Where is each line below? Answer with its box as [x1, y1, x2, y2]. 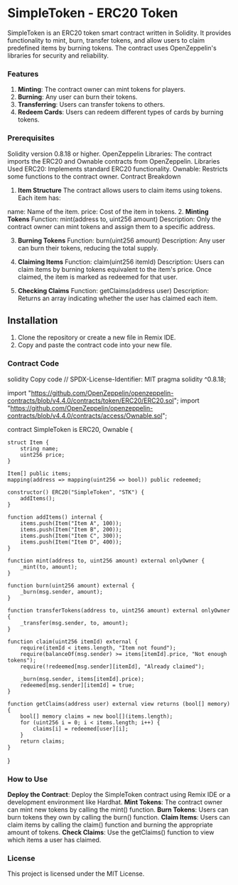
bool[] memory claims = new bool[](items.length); [20, 713, 173, 720]
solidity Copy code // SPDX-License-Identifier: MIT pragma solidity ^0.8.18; [7, 375, 226, 383]
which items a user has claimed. [7, 835, 102, 844]
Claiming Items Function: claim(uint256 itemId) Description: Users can [17, 258, 225, 266]
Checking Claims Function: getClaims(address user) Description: [17, 286, 210, 295]
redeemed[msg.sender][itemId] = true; [20, 682, 135, 689]
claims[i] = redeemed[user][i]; [33, 725, 129, 732]
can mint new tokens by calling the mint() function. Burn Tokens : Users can [7, 805, 229, 814]
